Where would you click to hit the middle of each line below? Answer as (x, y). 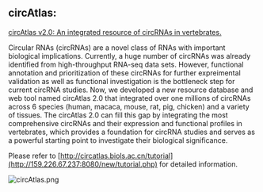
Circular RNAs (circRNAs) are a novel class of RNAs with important (117, 48)
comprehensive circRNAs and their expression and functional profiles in (126, 123)
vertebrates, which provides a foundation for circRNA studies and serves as (132, 132)
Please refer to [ (34, 156)
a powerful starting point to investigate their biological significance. (118, 140)
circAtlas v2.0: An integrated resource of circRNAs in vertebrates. (115, 32)
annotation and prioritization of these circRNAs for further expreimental (125, 73)
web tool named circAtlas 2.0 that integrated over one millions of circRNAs (130, 98)
